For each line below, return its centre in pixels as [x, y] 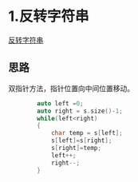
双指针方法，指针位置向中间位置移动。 [71, 88]
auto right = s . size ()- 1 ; [80, 111]
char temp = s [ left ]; [87, 133]
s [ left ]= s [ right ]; [81, 140]
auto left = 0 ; [60, 103]
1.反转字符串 [49, 16]
